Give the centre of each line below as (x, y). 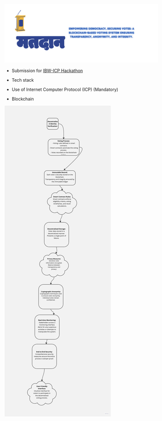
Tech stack (23, 80)
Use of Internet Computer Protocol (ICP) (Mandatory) (65, 89)
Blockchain (23, 99)
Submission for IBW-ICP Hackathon (47, 70)
